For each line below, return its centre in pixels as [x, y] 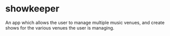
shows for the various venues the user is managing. [60, 27]
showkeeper [33, 9]
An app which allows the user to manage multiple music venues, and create [85, 22]
